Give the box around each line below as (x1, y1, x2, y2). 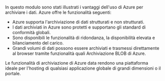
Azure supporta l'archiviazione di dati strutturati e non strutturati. (12, 19, 145, 25)
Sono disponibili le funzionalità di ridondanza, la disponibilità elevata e (12, 35, 155, 40)
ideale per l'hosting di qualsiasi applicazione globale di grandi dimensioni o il (5, 65, 161, 71)
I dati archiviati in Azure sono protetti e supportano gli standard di (12, 24, 146, 30)
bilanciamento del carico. (12, 40, 64, 46)
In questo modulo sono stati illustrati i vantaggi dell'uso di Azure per (5, 4, 143, 10)
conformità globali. (12, 30, 51, 35)
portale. (5, 71, 21, 76)
